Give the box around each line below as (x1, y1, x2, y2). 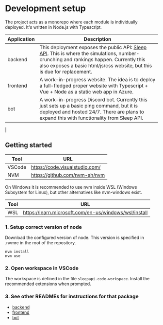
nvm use (5, 253, 21, 258)
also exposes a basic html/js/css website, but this (39, 62, 152, 69)
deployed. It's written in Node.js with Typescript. (5, 24, 102, 30)
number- (118, 50, 140, 56)
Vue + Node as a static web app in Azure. (39, 88, 134, 95)
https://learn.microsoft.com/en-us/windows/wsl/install (23, 209, 148, 216)
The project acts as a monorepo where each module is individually (5, 19, 138, 25)
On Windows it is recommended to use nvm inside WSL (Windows (5, 184, 137, 190)
